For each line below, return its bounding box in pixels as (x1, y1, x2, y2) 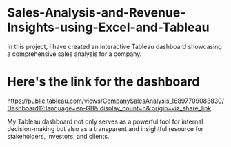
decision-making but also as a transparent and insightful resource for (7, 124, 204, 133)
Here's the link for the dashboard (7, 74, 200, 90)
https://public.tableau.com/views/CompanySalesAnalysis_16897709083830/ (7, 97, 224, 105)
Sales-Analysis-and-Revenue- (7, 5, 186, 21)
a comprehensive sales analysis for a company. (7, 50, 142, 58)
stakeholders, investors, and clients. (7, 132, 110, 140)
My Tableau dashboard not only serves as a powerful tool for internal (7, 117, 203, 126)
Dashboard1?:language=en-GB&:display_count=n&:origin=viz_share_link (7, 104, 212, 112)
